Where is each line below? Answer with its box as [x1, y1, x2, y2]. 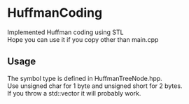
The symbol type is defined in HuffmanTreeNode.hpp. [7, 74, 162, 82]
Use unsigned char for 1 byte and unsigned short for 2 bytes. [7, 82, 183, 90]
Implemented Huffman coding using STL [7, 28, 124, 36]
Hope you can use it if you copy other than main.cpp [7, 35, 159, 43]
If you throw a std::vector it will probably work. [7, 89, 141, 97]
